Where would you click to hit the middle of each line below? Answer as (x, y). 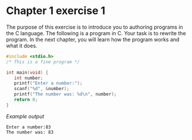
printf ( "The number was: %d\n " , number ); (65, 94)
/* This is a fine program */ (43, 62)
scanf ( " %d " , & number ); (41, 89)
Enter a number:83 (28, 127)
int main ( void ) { (27, 72)
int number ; (28, 78)
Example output (25, 116)
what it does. (22, 46)
